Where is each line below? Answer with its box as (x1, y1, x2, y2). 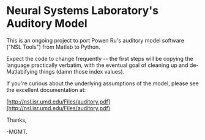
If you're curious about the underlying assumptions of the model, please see (6, 80, 199, 87)
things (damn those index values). (39, 68, 125, 75)
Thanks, (6, 116, 27, 124)
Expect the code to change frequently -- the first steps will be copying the (6, 55, 194, 62)
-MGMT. (6, 128, 28, 135)
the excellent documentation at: (6, 86, 86, 93)
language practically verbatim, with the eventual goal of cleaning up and (6, 61, 188, 69)
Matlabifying (6, 68, 38, 75)
